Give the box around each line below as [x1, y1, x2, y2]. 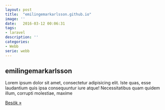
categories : [5, 39, 30, 44]
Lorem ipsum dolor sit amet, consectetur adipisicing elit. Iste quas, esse [5, 80, 151, 86]
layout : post [5, 7, 32, 12]
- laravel [5, 30, 26, 35]
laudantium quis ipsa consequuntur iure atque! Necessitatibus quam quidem [5, 85, 161, 91]
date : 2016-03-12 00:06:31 [5, 21, 65, 26]
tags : [5, 26, 16, 31]
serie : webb [5, 48, 30, 53]
